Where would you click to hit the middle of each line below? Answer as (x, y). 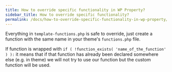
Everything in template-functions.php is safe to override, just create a (79, 34)
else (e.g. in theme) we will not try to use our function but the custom (78, 60)
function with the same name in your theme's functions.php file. (73, 39)
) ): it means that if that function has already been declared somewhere (82, 54)
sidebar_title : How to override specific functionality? (67, 15)
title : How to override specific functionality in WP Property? (75, 10)
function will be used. (28, 65)
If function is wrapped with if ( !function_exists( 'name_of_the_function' (86, 49)
